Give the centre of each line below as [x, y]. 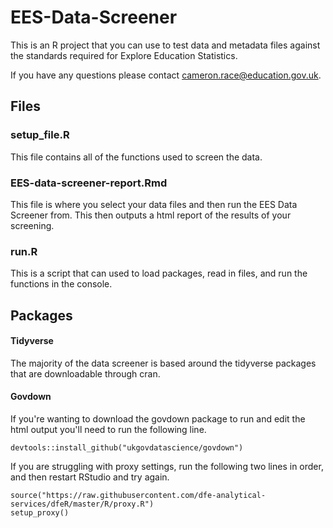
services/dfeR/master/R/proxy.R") [82, 504]
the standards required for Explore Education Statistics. [124, 55]
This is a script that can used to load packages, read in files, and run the [159, 273]
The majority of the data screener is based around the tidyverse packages [163, 363]
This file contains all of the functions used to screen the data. [136, 157]
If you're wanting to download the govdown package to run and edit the [158, 419]
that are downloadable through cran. [85, 373]
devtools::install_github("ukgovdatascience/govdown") [127, 448]
